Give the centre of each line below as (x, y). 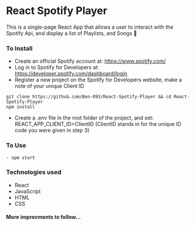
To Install (19, 48)
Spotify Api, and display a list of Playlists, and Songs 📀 (72, 33)
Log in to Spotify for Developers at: (57, 67)
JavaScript (28, 191)
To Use (16, 146)
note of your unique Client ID (49, 86)
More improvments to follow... (43, 217)
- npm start (20, 157)
